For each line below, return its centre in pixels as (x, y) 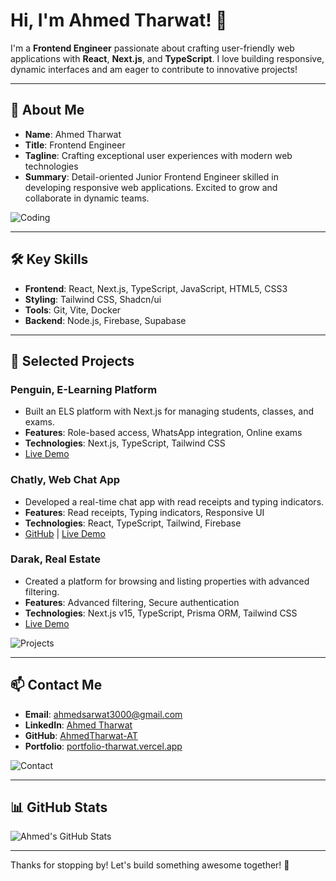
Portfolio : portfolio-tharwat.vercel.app (103, 746)
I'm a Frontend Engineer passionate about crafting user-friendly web (152, 48)
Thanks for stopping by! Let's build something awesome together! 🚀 (150, 865)
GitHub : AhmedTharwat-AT (81, 735)
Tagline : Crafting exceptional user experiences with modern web (158, 155)
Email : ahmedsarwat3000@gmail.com (103, 714)
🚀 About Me (47, 110)
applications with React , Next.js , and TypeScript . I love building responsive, (167, 58)
